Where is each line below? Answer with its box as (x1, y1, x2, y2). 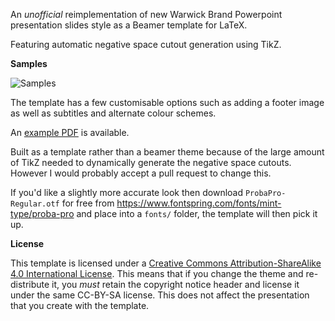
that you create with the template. (10, 300, 150, 311)
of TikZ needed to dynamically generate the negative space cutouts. (10, 157, 292, 168)
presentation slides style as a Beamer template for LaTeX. (10, 19, 248, 31)
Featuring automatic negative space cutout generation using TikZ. (10, 39, 282, 50)
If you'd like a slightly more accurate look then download (10, 187, 244, 198)
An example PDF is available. (10, 127, 130, 138)
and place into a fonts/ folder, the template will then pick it (76, 208, 318, 219)
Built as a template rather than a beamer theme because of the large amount (10, 146, 325, 158)
